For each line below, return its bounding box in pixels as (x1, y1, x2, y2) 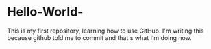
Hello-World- (7, 4, 84, 20)
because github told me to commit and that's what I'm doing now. (7, 33, 192, 42)
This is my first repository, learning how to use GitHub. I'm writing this (7, 27, 204, 35)
